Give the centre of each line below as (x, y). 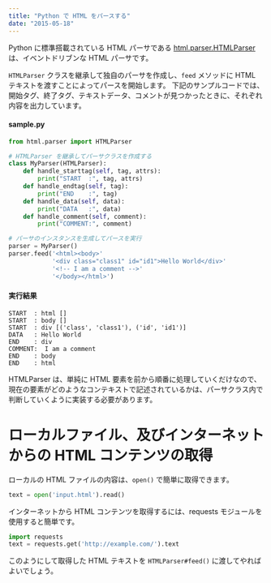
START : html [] (38, 313)
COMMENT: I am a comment (52, 349)
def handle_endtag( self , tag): (76, 186)
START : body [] (38, 320)
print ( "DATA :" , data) (80, 209)
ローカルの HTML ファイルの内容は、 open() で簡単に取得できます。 (121, 479)
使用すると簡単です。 (44, 521)
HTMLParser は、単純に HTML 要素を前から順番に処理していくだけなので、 (135, 379)
